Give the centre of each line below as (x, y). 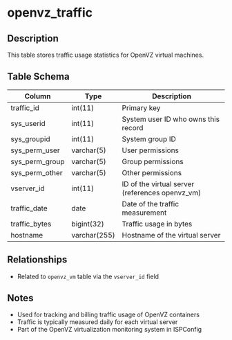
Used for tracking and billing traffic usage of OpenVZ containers (108, 315)
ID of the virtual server (158, 184)
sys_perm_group (38, 161)
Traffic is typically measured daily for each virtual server (97, 322)
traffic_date (29, 208)
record (133, 127)
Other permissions (152, 172)
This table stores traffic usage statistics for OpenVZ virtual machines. (106, 55)
